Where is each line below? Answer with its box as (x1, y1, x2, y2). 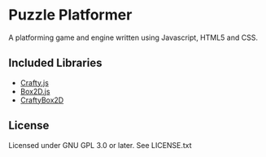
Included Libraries (8, 56, 102, 70)
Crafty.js (20, 77, 49, 87)
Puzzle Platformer (8, 6, 133, 24)
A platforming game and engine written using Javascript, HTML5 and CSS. (8, 33, 259, 42)
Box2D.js (20, 86, 50, 96)
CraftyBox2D (20, 95, 64, 105)
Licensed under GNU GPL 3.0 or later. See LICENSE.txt (8, 140, 193, 150)
